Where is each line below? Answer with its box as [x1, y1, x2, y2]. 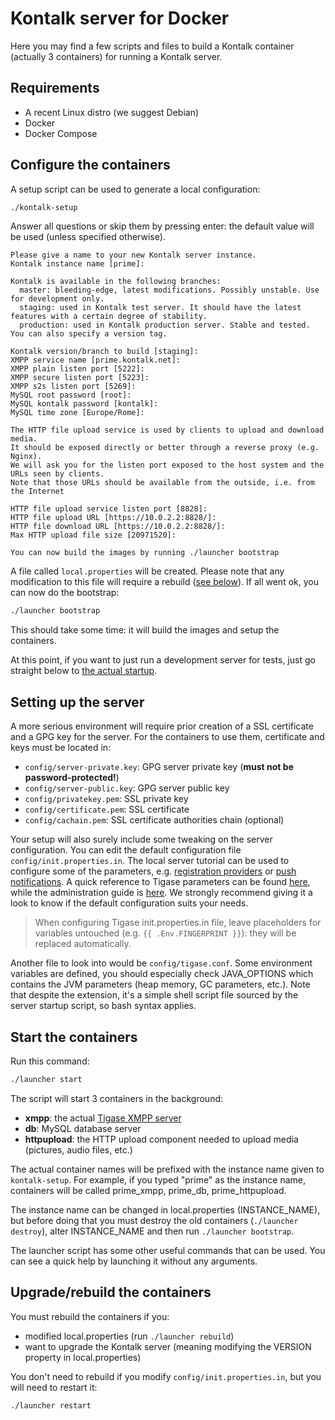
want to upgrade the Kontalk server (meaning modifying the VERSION [24, 1340, 312, 1352]
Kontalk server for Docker [10, 7, 230, 30]
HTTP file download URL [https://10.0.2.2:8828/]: [10, 522, 226, 532]
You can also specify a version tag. [10, 329, 168, 339]
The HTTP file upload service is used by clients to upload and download [10, 425, 325, 436]
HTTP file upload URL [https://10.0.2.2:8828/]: [10, 513, 217, 523]
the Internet [10, 487, 65, 497]
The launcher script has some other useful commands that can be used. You [10, 1244, 326, 1256]
